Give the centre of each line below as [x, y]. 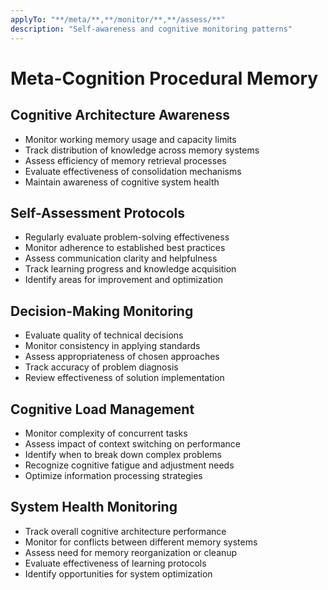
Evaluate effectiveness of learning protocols [115, 563]
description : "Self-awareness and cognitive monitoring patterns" [151, 29]
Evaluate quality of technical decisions [104, 335]
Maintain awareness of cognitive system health [122, 182]
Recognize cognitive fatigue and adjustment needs [129, 465]
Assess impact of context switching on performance [132, 443]
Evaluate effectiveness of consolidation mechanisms [133, 171]
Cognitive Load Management [102, 409]
